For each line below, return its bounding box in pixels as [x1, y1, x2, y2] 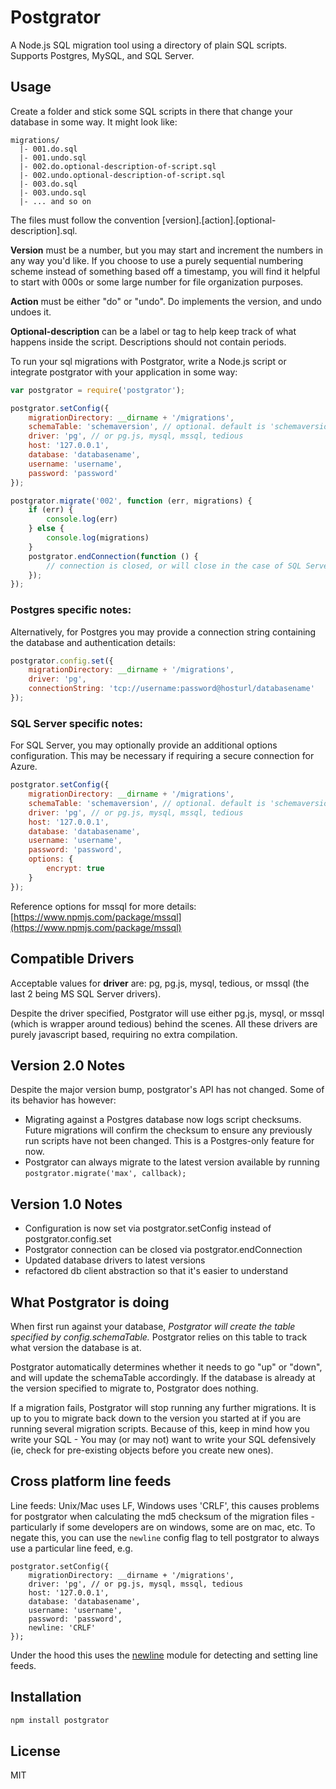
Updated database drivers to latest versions [24, 1254, 206, 1266]
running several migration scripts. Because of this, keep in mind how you [10, 1422, 310, 1435]
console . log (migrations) [46, 533, 150, 543]
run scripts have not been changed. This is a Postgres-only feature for [24, 1135, 315, 1147]
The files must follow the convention [10, 214, 160, 226]
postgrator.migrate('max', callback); [24, 1169, 187, 1179]
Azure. [10, 761, 38, 773]
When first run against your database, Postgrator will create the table [10, 1320, 296, 1332]
